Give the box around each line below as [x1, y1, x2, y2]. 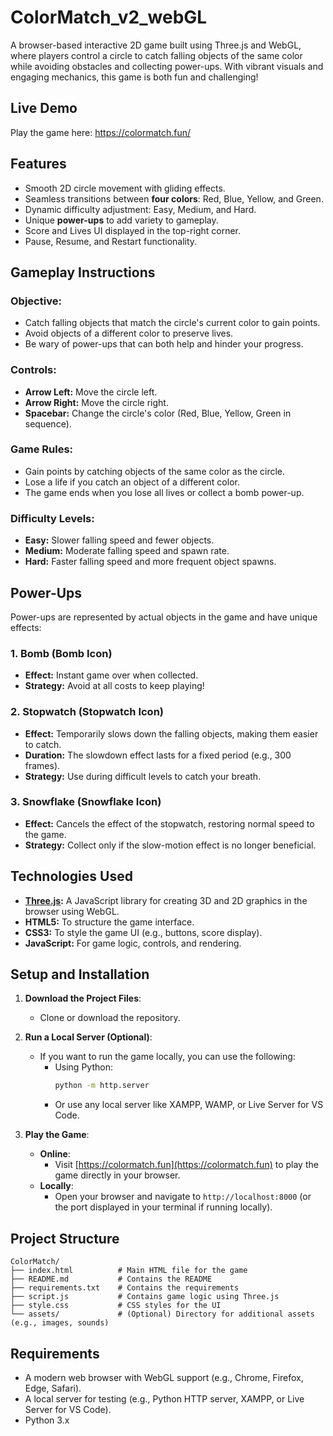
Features [10, 156, 67, 173]
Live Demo [10, 100, 78, 117]
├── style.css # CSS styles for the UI [10, 1301, 222, 1311]
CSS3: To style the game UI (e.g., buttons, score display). [24, 926, 263, 938]
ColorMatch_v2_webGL [10, 6, 208, 29]
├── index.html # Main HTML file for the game [10, 1266, 248, 1276]
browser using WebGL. [24, 905, 120, 917]
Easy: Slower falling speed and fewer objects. [24, 534, 215, 546]
